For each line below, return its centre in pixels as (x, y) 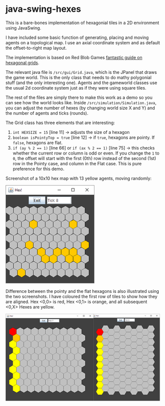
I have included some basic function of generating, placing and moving (77, 37)
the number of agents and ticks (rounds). (47, 113)
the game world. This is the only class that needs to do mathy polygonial (79, 77)
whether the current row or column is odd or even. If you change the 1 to (86, 153)
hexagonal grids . (23, 62)
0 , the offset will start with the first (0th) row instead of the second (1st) (84, 158)
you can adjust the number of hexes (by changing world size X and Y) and (80, 108)
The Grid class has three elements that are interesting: (60, 123)
